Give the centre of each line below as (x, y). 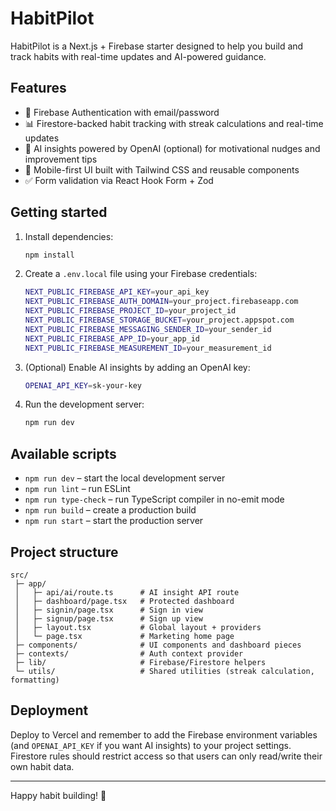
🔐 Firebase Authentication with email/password (122, 112)
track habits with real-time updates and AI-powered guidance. (138, 56)
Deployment (49, 710)
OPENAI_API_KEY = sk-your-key (83, 385)
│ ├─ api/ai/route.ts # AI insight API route (127, 592)
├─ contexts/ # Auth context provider (129, 653)
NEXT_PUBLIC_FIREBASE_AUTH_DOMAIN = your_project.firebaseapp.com (161, 302)
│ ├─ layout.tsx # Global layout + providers (138, 627)
